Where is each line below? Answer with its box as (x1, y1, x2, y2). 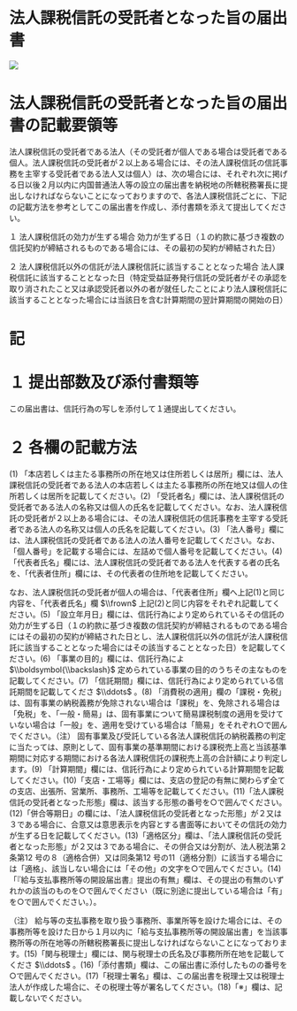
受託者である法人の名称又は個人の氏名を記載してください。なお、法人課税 (9, 502, 280, 512)
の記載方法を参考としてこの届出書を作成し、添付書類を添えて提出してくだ (9, 201, 280, 212)
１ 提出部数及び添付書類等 (9, 372, 199, 393)
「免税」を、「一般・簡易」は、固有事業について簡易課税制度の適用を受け (9, 708, 277, 719)
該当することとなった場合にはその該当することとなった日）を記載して (24, 642, 280, 653)
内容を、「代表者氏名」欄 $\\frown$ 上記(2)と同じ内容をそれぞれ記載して (9, 598, 273, 609)
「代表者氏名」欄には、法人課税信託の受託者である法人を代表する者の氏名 (9, 556, 280, 567)
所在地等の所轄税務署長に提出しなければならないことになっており (39, 937, 280, 947)
